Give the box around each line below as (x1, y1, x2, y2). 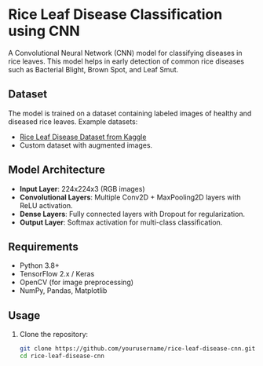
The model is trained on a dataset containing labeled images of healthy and (8, 108, 252, 118)
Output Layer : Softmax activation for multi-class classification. (19, 218, 223, 227)
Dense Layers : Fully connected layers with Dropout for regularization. (19, 209, 246, 218)
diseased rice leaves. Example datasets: (8, 116, 138, 126)
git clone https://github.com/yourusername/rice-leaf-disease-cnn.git (19, 345, 256, 353)
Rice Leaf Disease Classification (8, 5, 223, 24)
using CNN (8, 22, 80, 40)
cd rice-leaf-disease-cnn (19, 352, 104, 361)
